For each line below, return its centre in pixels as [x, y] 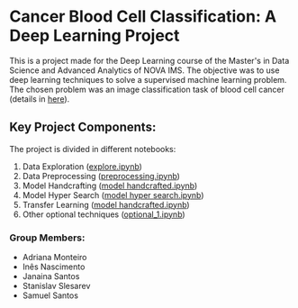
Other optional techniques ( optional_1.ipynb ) [104, 214]
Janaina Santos [51, 276]
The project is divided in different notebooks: [93, 149]
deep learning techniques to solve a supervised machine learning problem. [148, 79]
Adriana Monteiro [54, 258]
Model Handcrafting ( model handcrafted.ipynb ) [110, 186]
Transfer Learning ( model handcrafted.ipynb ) [106, 204]
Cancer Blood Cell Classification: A [143, 17]
